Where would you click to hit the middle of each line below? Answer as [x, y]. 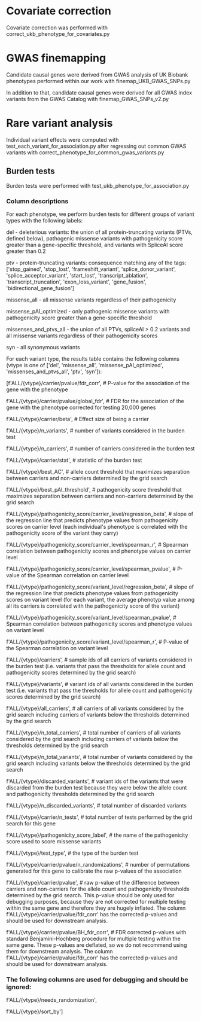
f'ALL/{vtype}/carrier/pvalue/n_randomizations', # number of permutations [98, 864]
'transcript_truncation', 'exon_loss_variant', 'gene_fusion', [76, 282]
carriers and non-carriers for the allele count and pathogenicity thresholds [98, 889]
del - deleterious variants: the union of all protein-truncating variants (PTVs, [99, 232]
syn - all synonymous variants [43, 347]
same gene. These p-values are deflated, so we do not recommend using [97, 945]
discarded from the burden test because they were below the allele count [97, 787]
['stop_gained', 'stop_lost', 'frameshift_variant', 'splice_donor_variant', [91, 269]
